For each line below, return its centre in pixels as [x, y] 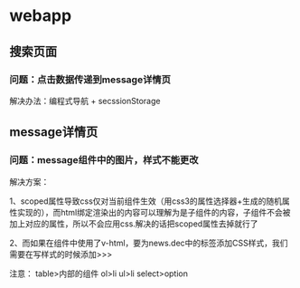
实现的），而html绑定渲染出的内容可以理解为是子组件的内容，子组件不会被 [154, 212]
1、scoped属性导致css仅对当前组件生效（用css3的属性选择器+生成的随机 [146, 201]
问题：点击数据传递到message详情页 [90, 80]
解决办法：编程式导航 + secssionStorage [85, 101]
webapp [41, 16]
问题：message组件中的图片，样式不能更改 [104, 160]
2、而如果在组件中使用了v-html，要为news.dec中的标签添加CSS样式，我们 [149, 243]
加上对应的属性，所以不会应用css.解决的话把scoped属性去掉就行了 [134, 224]
